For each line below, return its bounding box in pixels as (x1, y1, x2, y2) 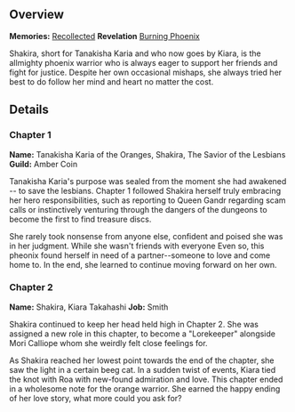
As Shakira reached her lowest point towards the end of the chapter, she (9, 355, 275, 366)
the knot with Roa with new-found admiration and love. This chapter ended (9, 374, 283, 384)
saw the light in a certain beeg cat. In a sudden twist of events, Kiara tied (9, 364, 276, 375)
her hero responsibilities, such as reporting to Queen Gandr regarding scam (9, 195, 286, 206)
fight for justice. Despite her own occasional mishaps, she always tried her (9, 67, 283, 77)
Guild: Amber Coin (9, 158, 78, 169)
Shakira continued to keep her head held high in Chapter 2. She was (9, 319, 259, 329)
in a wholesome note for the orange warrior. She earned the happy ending (9, 383, 281, 394)
